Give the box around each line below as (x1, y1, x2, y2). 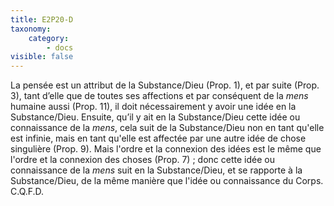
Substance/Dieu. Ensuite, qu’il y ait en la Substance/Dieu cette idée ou (10, 111, 301, 123)
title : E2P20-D (10, 14, 74, 25)
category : (28, 33, 70, 43)
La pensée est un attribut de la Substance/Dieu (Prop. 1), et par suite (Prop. (10, 79, 320, 91)
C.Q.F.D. (10, 186, 45, 198)
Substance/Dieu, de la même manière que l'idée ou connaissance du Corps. (10, 175, 324, 187)
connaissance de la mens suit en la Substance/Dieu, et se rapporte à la (10, 164, 303, 176)
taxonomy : (10, 24, 52, 34)
